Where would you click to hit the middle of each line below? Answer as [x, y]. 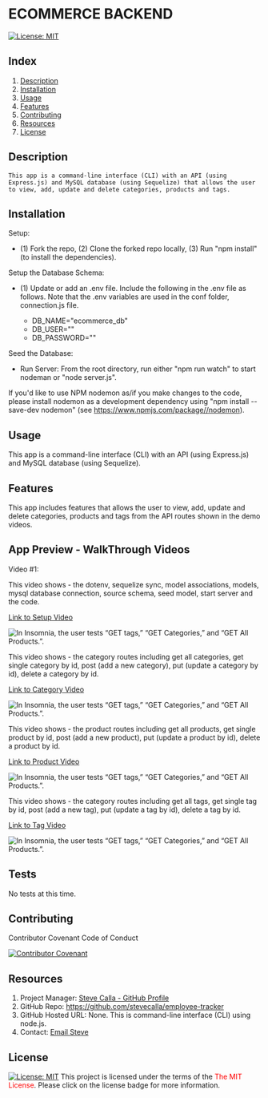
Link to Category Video [46, 689]
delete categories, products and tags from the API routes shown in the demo [134, 516]
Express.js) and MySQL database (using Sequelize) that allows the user [132, 182]
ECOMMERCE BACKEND [91, 14]
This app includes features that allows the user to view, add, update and [127, 507]
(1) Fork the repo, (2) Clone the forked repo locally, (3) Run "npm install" [138, 248]
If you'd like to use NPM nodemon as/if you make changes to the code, [125, 393]
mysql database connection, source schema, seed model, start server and [131, 593]
